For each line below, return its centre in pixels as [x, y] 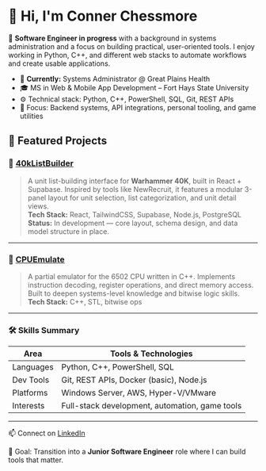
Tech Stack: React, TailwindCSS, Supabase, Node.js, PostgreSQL [135, 214]
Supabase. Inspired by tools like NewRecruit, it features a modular [135, 189]
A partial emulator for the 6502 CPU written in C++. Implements [131, 276]
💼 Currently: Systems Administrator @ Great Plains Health [115, 78]
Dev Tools [31, 380]
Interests [28, 406]
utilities [31, 116]
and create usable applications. [59, 63]
